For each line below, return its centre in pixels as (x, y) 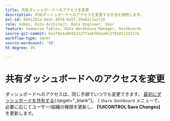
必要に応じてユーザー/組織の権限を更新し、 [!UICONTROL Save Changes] (83, 107)
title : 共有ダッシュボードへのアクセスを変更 (47, 10)
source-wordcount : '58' (30, 43)
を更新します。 (21, 113)
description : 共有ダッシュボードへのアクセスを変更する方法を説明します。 (75, 15)
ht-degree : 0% (20, 48)
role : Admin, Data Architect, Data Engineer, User (60, 24)
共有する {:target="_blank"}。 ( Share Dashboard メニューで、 (99, 100)
